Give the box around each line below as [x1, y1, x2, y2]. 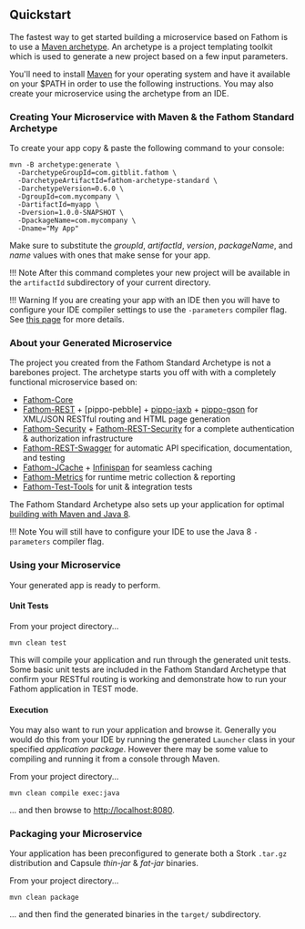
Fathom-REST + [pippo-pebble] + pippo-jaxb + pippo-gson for [22, 404, 259, 415]
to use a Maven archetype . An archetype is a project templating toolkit [9, 41, 273, 52]
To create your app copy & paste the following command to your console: [9, 143, 285, 154]
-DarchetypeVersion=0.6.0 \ [17, 184, 125, 194]
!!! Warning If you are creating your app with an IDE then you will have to [9, 295, 280, 306]
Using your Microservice [9, 559, 121, 572]
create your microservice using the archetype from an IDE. [9, 87, 229, 98]
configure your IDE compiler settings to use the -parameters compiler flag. [9, 304, 288, 315]
